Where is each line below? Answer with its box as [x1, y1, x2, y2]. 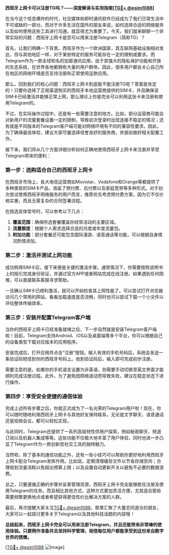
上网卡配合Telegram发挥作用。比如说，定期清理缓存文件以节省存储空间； [5, 458, 157, 464]
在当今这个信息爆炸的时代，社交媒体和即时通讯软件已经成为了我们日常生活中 [5, 16, 164, 22]
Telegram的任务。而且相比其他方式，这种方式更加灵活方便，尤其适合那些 [9, 488, 161, 494]
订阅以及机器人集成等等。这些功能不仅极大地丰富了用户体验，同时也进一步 [5, 435, 159, 441]
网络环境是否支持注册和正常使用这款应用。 [22, 70, 111, 76]
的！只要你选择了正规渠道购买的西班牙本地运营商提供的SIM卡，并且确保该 [5, 88, 159, 93]
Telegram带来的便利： [5, 153, 51, 158]
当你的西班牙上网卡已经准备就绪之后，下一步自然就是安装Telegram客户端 [5, 326, 157, 332]
